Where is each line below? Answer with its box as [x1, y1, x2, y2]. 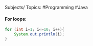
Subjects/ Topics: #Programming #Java [5, 5, 88, 10]
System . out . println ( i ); [14, 32, 65, 37]
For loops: [5, 16, 27, 22]
